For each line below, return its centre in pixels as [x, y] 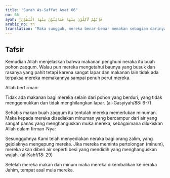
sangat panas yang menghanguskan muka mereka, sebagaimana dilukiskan [84, 123]
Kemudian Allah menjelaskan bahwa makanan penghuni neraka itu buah [80, 61]
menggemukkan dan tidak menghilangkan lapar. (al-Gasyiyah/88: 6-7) [78, 102]
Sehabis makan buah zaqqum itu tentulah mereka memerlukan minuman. [81, 113]
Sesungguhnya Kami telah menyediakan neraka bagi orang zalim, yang [79, 138]
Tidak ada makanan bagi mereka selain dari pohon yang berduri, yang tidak [84, 97]
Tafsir [15, 49]
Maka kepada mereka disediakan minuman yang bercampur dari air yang [81, 118]
